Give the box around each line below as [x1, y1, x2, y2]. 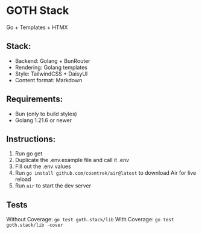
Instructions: [6, 134, 56, 144]
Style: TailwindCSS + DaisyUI [14, 70, 88, 77]
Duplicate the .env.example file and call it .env [14, 157, 130, 164]
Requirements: [6, 94, 63, 105]
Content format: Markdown [14, 76, 83, 83]
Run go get [14, 150, 43, 157]
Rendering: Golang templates [14, 63, 87, 71]
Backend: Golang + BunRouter [14, 57, 90, 64]
